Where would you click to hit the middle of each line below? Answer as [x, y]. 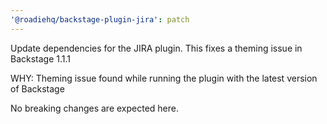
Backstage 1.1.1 [41, 58]
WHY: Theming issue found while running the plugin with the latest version [164, 78]
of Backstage [37, 88]
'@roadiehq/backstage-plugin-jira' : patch [100, 19]
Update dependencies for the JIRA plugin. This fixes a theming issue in [156, 48]
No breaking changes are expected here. [95, 108]
